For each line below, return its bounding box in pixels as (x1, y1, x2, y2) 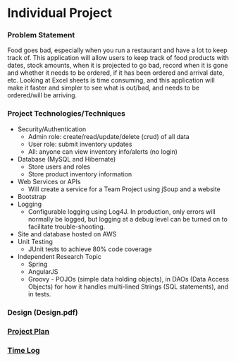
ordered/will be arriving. (7, 91, 77, 99)
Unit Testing (17, 237, 53, 246)
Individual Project (7, 5, 113, 21)
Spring (27, 260, 48, 268)
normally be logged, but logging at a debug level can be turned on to (27, 215, 228, 223)
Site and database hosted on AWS (17, 229, 117, 238)
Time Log (7, 345, 40, 355)
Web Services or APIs (17, 177, 81, 186)
